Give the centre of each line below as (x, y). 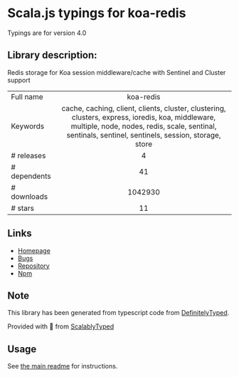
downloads (30, 196)
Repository (33, 266)
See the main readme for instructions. (63, 366)
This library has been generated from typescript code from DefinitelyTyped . (118, 313)
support (19, 80)
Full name (27, 96)
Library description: (52, 55)
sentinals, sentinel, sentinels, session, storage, (144, 135)
